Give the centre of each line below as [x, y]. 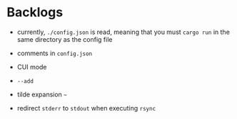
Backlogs [35, 12]
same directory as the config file [65, 39]
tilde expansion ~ [42, 94]
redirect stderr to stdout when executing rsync [86, 108]
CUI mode [32, 67]
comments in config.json [55, 53]
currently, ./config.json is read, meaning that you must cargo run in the [123, 32]
